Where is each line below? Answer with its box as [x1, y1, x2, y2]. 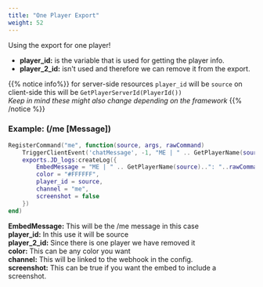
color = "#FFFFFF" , [36, 170, 100, 179]
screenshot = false [36, 192, 100, 200]
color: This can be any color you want [8, 246, 131, 256]
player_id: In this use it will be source [8, 229, 129, 239]
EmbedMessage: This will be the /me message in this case [8, 221, 200, 231]
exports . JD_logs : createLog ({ [22, 156, 117, 164]
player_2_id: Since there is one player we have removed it [8, 238, 196, 247]
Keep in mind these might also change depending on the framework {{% [8, 96, 243, 105]
